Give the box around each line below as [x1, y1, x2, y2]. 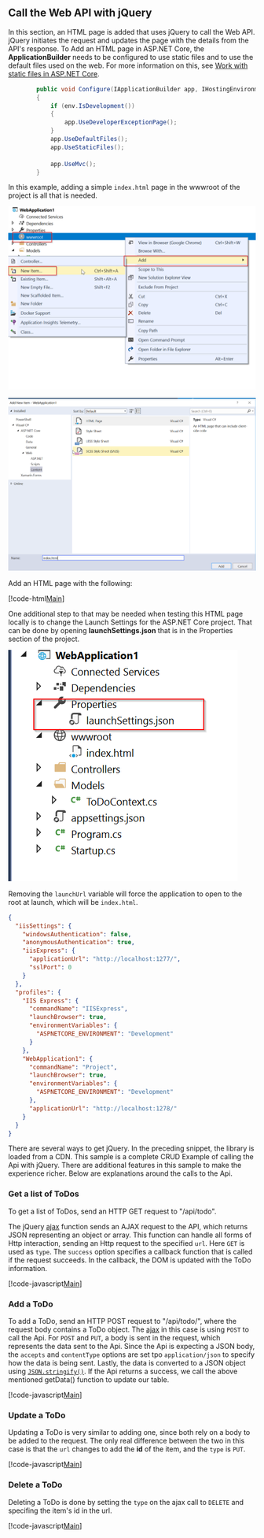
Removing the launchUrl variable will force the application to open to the [8, 889, 243, 899]
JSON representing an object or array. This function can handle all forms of [8, 1230, 252, 1240]
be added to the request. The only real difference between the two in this [8, 1436, 245, 1446]
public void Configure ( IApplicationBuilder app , [36, 85, 199, 93]
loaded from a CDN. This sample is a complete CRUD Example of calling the [8, 1152, 254, 1162]
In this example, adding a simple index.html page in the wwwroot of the [8, 183, 240, 192]
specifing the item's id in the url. [8, 1506, 112, 1515]
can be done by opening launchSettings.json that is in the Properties [8, 625, 233, 635]
